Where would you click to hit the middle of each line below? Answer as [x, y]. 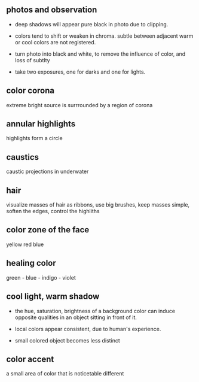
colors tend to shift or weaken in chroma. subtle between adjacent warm [104, 36]
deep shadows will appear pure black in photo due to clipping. [91, 24]
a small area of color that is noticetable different [65, 374]
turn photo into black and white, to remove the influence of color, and [100, 54]
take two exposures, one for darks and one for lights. [80, 72]
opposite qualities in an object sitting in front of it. [76, 317]
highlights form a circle [34, 138]
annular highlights [41, 124]
